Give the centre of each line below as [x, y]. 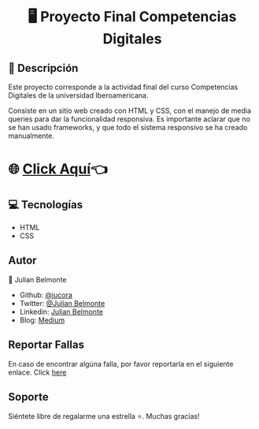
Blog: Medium [42, 320]
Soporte [28, 397]
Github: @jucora [46, 295]
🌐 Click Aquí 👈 [58, 169]
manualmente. [31, 136]
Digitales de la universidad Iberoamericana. [78, 95]
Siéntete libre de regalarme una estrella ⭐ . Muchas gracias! [104, 416]
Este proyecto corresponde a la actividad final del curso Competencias [123, 87]
